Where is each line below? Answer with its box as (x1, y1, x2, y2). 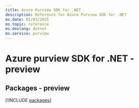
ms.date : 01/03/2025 (5, 17, 50, 22)
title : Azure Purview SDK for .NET (5, 7, 81, 13)
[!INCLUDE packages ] (5, 97, 52, 103)
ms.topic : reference (5, 21, 50, 27)
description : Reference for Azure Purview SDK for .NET (5, 12, 127, 17)
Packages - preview (5, 84, 70, 92)
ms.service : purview (5, 31, 50, 36)
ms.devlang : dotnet (5, 26, 47, 31)
